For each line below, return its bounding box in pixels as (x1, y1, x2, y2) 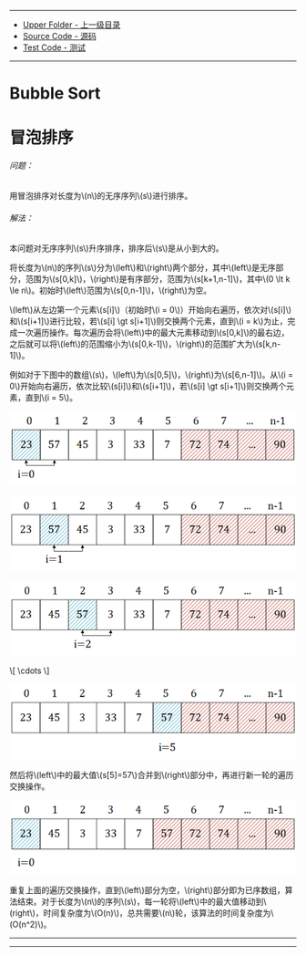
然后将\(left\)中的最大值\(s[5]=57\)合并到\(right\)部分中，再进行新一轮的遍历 (9, 770, 294, 781)
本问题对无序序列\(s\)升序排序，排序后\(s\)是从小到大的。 (9, 243, 225, 254)
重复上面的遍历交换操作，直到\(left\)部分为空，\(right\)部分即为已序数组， (9, 884, 285, 895)
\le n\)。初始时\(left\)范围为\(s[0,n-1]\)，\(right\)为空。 (9, 285, 212, 296)
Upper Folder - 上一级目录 (22, 19, 121, 30)
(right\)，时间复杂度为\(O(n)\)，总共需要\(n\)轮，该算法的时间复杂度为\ (9, 907, 274, 918)
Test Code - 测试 (22, 42, 87, 53)
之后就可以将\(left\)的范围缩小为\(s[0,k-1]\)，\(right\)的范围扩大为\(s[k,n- (9, 338, 281, 349)
